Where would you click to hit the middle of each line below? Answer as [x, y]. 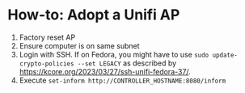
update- [225, 55]
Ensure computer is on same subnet [79, 45]
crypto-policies [46, 63]
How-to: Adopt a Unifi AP [94, 15]
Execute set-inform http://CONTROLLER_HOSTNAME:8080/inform [122, 80]
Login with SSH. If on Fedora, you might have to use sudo [114, 54]
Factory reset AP [47, 37]
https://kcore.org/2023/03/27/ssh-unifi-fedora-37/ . [105, 71]
